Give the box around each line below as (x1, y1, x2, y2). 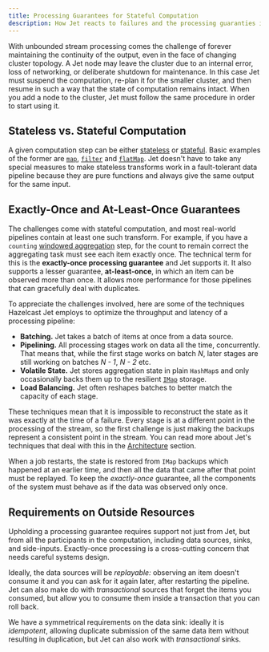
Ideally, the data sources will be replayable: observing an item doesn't (8, 567, 239, 577)
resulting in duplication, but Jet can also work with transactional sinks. (8, 634, 242, 644)
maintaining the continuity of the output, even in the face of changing (8, 50, 237, 59)
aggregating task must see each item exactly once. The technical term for (8, 249, 252, 259)
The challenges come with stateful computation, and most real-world (8, 224, 236, 233)
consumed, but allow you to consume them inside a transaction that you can (8, 593, 260, 602)
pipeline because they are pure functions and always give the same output (8, 171, 255, 180)
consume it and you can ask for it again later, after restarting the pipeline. (8, 576, 250, 585)
